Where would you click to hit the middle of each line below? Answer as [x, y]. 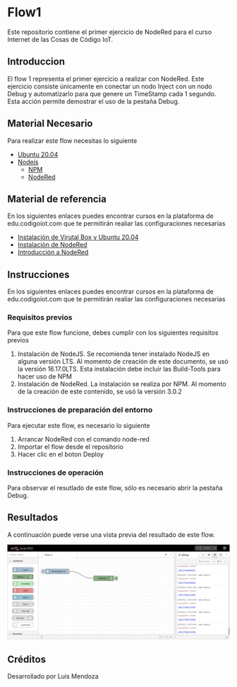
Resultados [33, 518]
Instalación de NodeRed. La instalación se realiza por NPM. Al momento [122, 384]
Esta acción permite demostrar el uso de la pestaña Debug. [93, 101]
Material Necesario [50, 123]
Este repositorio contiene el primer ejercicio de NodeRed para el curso [110, 32]
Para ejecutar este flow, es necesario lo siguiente [79, 425]
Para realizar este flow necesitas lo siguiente [72, 140]
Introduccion [36, 62]
